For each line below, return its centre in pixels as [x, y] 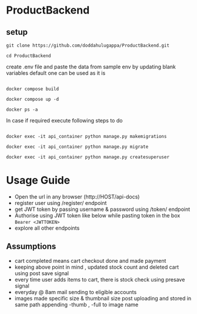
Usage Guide [38, 181]
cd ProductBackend [29, 56]
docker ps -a [22, 110]
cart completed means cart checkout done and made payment [90, 260]
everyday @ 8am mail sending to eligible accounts [76, 292]
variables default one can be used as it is [56, 73]
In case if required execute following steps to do [64, 120]
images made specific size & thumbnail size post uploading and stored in [103, 298]
